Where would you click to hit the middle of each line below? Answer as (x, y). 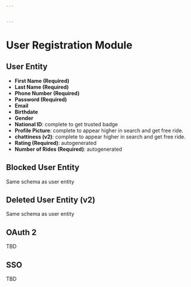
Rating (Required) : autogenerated (55, 143)
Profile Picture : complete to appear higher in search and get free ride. (99, 130)
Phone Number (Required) (47, 93)
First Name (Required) (42, 81)
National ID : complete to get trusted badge (66, 124)
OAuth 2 (21, 232)
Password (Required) (41, 99)
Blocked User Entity (43, 167)
